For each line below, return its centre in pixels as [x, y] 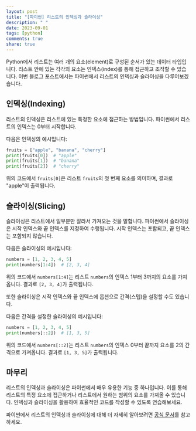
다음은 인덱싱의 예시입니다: [37, 139]
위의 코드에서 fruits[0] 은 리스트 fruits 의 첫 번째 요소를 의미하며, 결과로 [90, 178]
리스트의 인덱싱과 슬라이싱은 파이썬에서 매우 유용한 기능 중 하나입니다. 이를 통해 [97, 388]
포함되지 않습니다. [32, 236]
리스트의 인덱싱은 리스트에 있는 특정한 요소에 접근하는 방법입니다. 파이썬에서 [93, 119]
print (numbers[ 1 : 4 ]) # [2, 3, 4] [48, 264]
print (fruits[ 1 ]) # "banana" [43, 161]
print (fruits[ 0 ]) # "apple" [42, 155]
